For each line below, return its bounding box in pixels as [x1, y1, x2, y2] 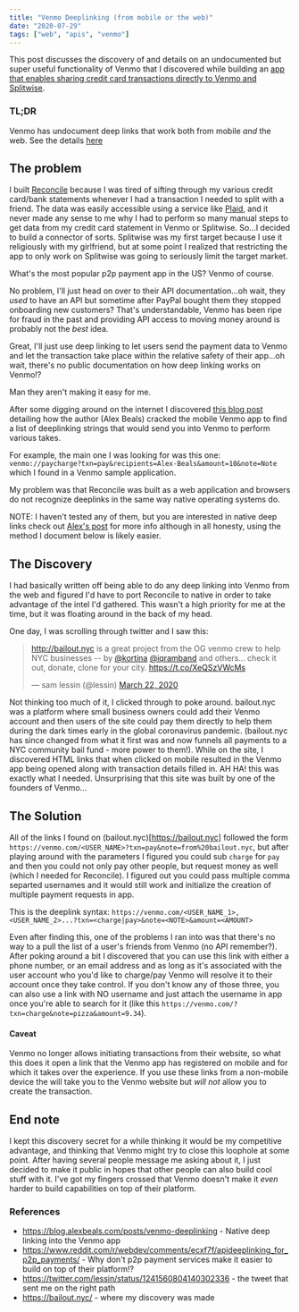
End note [9, 1112, 60, 1127]
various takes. [9, 433, 61, 444]
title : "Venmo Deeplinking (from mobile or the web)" [9, 13, 214, 22]
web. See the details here [9, 135, 104, 146]
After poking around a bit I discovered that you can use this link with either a [9, 951, 290, 961]
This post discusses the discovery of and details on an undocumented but [9, 55, 282, 65]
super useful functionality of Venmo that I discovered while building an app [9, 63, 286, 74]
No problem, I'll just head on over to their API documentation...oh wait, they [9, 285, 286, 296]
